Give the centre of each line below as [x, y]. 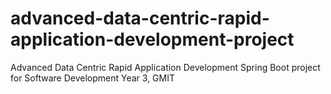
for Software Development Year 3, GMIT [93, 78]
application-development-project [152, 39]
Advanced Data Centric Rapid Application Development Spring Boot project [165, 67]
